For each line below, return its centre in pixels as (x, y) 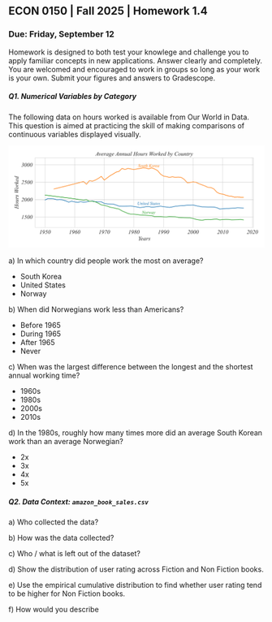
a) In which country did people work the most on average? (106, 261)
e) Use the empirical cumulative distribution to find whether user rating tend (135, 585)
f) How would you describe (54, 609)
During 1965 (41, 334)
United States (43, 285)
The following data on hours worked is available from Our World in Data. (129, 117)
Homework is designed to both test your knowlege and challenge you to (129, 52)
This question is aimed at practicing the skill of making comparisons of (127, 125)
